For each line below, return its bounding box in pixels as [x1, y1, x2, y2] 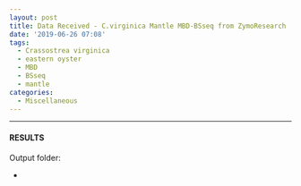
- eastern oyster [17, 55, 82, 63]
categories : [9, 88, 54, 97]
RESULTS [9, 131, 45, 143]
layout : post [9, 13, 58, 22]
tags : [9, 38, 30, 47]
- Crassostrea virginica [17, 46, 110, 55]
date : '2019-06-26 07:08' [9, 30, 106, 38]
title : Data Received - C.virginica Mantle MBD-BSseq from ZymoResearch [9, 21, 287, 30]
